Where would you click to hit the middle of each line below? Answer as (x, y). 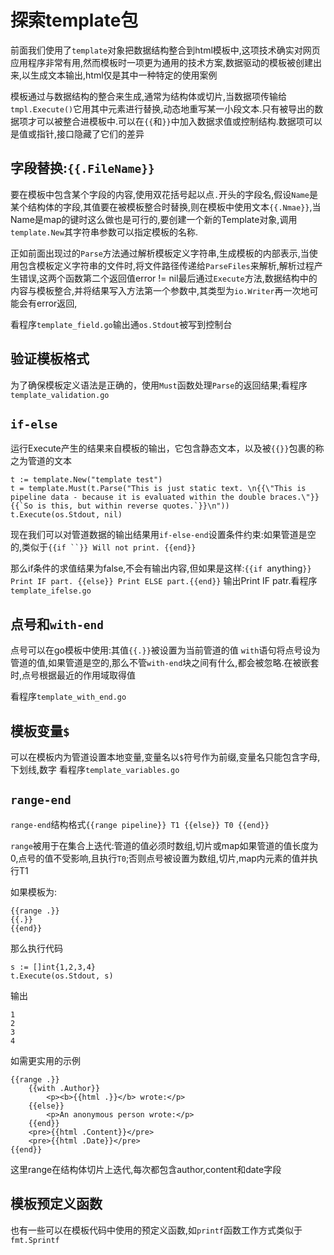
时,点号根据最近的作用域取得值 (73, 675)
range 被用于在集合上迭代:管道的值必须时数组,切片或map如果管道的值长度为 (164, 845)
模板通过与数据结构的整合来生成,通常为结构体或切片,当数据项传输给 (149, 96)
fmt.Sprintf (35, 1240)
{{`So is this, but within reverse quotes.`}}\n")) (120, 506)
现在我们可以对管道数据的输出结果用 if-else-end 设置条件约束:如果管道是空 (163, 535)
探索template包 (74, 20)
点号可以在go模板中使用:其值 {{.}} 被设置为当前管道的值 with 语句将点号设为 (165, 650)
